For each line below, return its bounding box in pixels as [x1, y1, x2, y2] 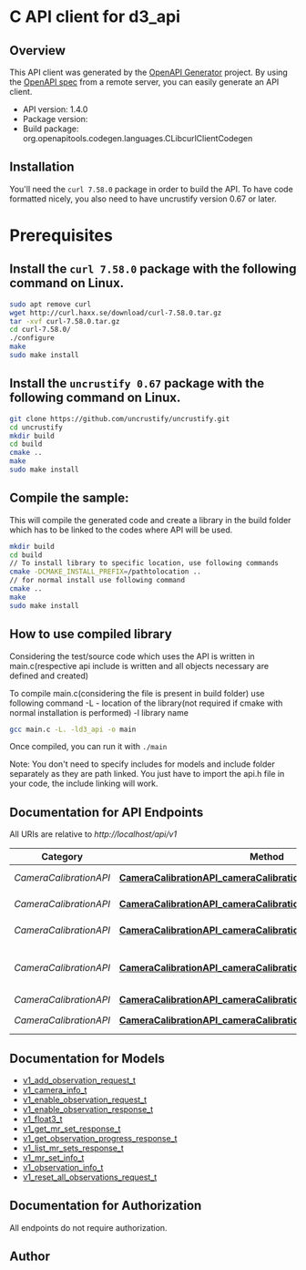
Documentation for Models [9, 1050, 166, 1066]
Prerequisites [9, 225, 114, 245]
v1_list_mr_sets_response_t [22, 1142, 125, 1153]
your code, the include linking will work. [9, 778, 158, 790]
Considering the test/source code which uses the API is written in [9, 650, 255, 662]
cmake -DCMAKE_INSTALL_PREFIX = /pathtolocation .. [9, 567, 202, 576]
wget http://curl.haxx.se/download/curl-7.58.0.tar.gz [9, 308, 222, 317]
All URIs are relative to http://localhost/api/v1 [9, 829, 178, 840]
